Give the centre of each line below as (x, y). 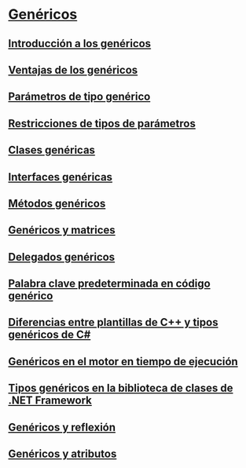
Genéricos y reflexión (62, 427)
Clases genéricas (52, 150)
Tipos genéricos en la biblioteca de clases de (121, 388)
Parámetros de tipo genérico (79, 97)
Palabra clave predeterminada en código (109, 284)
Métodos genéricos (57, 203)
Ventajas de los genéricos (73, 69)
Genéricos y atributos (62, 454)
